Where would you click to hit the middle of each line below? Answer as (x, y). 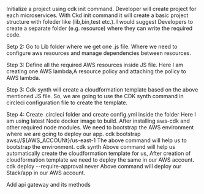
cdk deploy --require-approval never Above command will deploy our (94, 166)
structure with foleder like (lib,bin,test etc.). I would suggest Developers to (100, 22)
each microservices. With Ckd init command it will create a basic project (97, 15)
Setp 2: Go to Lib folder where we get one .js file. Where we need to (92, 46)
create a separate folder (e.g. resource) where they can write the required (100, 28)
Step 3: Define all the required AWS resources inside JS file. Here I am (95, 65)
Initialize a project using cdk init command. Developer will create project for (102, 9)
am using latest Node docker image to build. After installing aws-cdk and (98, 121)
